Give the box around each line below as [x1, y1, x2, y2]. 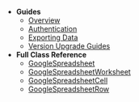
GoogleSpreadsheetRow [27, 84, 110, 94]
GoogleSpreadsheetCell [27, 76, 108, 85]
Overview [27, 15, 61, 25]
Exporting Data [27, 32, 78, 42]
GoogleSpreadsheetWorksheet [27, 67, 131, 76]
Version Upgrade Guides [27, 41, 111, 51]
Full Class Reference [15, 50, 87, 59]
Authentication [27, 24, 78, 33]
